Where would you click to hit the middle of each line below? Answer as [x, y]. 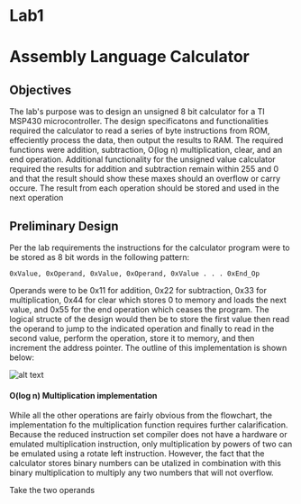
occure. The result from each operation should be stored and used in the [144, 188]
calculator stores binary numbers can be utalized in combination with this [146, 463]
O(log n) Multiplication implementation [83, 395]
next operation [36, 198]
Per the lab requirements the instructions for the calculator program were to [150, 247]
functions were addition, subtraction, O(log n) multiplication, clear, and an [146, 150]
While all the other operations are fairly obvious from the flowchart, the [141, 416]
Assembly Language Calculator [129, 57]
